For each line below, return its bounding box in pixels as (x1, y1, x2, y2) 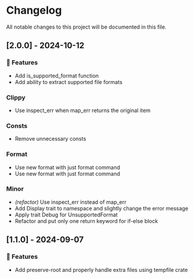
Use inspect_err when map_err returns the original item (14, 107, 151, 114)
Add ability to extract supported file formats (14, 78, 123, 85)
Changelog (6, 4, 62, 17)
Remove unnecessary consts (14, 135, 87, 142)
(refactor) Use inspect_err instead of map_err (14, 198, 127, 206)
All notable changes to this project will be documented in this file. (6, 23, 167, 30)
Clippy (6, 93, 26, 101)
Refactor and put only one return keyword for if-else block (14, 217, 158, 224)
